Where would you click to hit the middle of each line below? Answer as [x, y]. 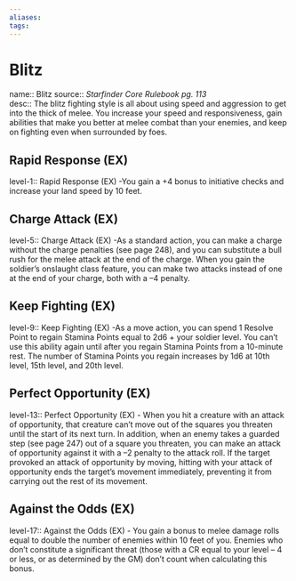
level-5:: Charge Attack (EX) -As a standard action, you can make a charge [146, 240]
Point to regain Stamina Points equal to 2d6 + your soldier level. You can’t [144, 337]
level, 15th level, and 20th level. [67, 365]
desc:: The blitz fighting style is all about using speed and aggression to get [148, 104]
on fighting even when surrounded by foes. [88, 132]
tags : [19, 26]
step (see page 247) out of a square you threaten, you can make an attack [145, 443]
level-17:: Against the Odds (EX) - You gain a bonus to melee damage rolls [144, 530]
